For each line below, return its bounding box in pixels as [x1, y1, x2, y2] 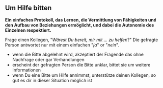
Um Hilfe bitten [5, 4, 52, 12]
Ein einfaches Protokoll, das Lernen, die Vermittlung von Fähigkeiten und [5, 17, 157, 22]
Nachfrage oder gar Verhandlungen [12, 56, 85, 63]
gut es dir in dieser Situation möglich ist [12, 77, 92, 83]
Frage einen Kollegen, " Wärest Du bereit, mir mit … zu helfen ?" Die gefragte [5, 37, 158, 43]
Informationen [12, 67, 41, 73]
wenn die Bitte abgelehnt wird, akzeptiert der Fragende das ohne [12, 51, 144, 57]
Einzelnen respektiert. [5, 27, 52, 33]
